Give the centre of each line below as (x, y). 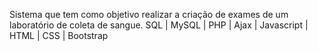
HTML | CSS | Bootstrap (59, 35)
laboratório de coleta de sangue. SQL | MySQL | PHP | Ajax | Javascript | (159, 25)
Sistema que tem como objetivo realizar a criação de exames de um (149, 14)
